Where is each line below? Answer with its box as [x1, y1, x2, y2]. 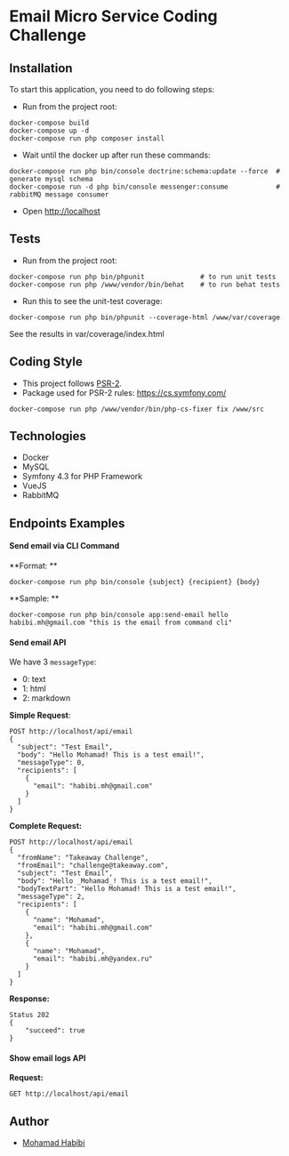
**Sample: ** [9, 593, 60, 604]
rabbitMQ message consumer [9, 190, 109, 199]
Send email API [9, 637, 67, 647]
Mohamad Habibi [21, 1137, 85, 1148]
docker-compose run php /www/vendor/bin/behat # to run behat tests [9, 280, 280, 289]
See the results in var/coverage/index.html [9, 328, 165, 339]
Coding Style [9, 354, 83, 370]
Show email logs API [9, 1052, 86, 1064]
